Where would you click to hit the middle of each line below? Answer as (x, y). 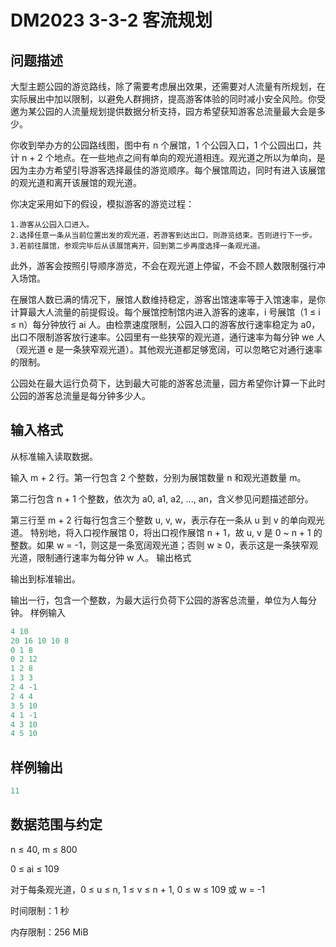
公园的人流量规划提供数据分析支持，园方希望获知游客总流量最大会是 (176, 111)
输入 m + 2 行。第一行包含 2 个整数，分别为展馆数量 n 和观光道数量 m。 (158, 477)
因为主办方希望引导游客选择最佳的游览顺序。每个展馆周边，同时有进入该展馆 (168, 170)
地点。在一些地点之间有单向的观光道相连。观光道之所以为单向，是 (189, 157)
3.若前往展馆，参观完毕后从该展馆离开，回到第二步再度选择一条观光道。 (137, 246)
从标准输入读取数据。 (54, 456)
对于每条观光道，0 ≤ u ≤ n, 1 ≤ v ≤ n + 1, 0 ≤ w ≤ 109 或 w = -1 (137, 889)
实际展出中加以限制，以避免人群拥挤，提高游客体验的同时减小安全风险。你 (163, 99)
